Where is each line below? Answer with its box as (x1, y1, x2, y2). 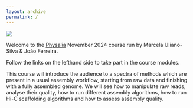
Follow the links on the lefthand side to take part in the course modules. (6, 59, 180, 66)
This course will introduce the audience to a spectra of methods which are (6, 70, 187, 77)
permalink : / (6, 14, 38, 20)
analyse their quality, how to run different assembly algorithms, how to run (6, 89, 187, 96)
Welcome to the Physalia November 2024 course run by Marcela (6, 41, 163, 48)
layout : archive (6, 8, 46, 15)
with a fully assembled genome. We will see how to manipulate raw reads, (6, 83, 186, 90)
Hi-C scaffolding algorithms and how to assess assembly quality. (6, 95, 164, 102)
